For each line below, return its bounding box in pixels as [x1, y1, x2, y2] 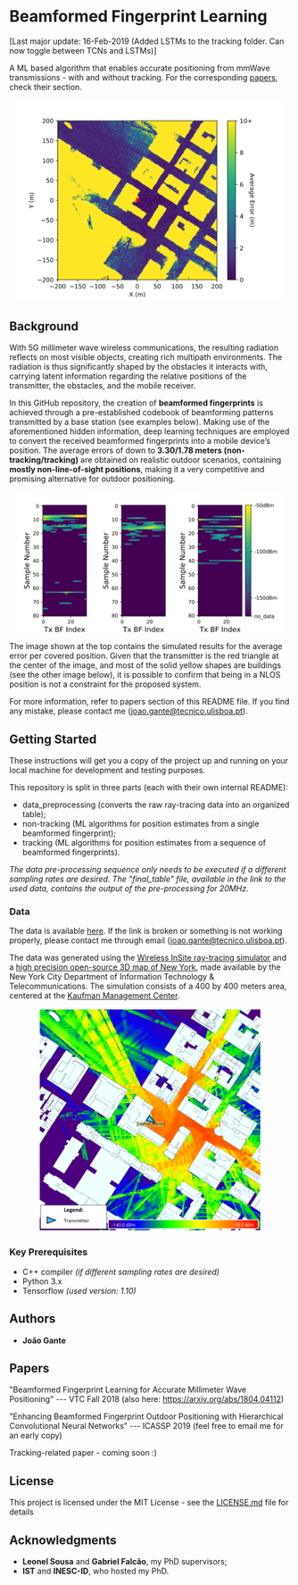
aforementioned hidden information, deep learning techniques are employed [9, 426, 290, 437]
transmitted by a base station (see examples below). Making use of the [9, 417, 270, 428]
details [9, 1506, 34, 1517]
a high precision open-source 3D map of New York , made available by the [9, 962, 281, 972]
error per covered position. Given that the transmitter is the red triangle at [9, 650, 279, 662]
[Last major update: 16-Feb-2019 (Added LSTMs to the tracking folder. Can [9, 36, 285, 46]
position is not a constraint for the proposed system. [9, 679, 202, 689]
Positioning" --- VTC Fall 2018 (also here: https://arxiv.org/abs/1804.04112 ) [9, 1394, 285, 1405]
